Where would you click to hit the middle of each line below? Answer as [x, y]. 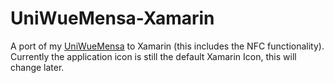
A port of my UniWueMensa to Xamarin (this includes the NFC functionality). [167, 46]
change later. [37, 67]
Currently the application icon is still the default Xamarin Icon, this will [153, 56]
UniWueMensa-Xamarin [112, 18]
